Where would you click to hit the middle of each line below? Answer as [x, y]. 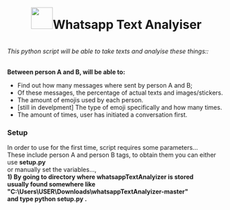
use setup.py [27, 162]
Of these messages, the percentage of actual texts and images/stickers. [120, 93]
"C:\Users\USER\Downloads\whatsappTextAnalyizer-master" [98, 192]
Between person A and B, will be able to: [67, 72]
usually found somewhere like [51, 184]
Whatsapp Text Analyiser [127, 25]
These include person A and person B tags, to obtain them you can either [112, 155]
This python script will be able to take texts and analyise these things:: [108, 51]
